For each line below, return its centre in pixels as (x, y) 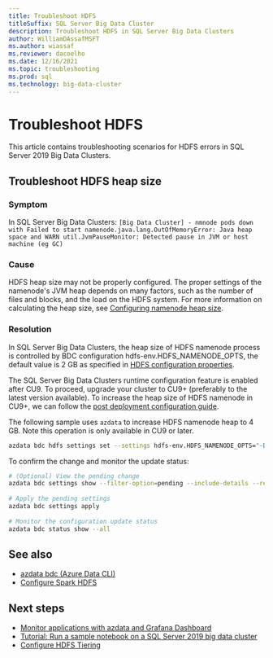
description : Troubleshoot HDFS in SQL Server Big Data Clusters (121, 31)
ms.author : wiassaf (41, 46)
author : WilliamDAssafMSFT (54, 39)
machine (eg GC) (36, 244)
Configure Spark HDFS (58, 582)
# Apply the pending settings (60, 499)
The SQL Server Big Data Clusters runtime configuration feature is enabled (133, 380)
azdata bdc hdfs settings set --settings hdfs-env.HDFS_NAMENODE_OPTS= (132, 445)
